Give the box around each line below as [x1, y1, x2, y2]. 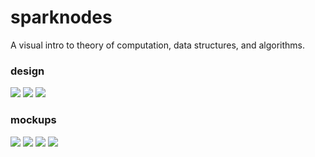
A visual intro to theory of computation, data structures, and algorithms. [10, 39, 305, 51]
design [10, 64, 45, 78]
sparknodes [10, 6, 113, 29]
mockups [10, 113, 57, 127]
